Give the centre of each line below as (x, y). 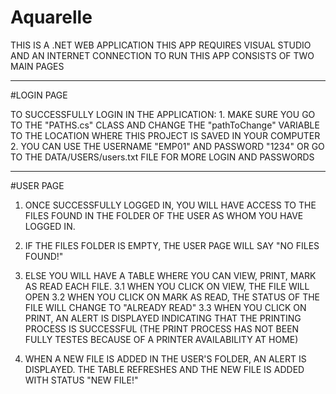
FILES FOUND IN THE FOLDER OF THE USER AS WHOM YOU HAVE (164, 215)
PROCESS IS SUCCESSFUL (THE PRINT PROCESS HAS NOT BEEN (162, 328)
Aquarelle (51, 17)
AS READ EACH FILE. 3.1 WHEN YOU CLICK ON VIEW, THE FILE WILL (167, 286)
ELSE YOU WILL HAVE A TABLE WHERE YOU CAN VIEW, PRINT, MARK (170, 275)
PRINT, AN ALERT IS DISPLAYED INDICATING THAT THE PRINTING (163, 318)
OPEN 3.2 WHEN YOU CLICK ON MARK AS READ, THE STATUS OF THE (172, 297)
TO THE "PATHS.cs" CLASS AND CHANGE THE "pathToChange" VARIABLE (165, 125)
